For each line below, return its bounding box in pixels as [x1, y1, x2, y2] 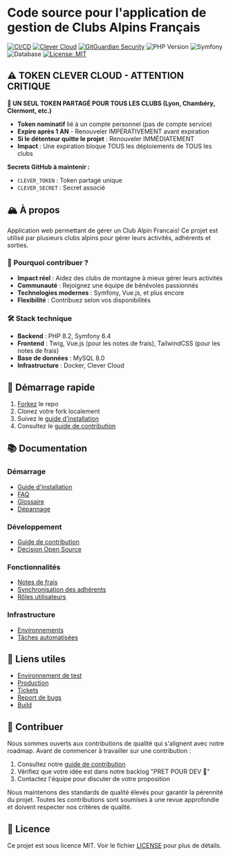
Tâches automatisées [17, 633, 78, 641]
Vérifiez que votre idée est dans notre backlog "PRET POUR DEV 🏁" [17, 767, 210, 776]
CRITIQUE [7, 81, 50, 93]
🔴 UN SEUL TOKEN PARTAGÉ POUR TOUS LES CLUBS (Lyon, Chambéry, [7, 99, 216, 107]
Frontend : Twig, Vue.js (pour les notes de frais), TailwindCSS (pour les [17, 339, 221, 347]
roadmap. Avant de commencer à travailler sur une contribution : [7, 747, 192, 755]
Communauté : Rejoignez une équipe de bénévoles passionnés [17, 281, 198, 289]
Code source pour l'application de [7, 5, 207, 21]
